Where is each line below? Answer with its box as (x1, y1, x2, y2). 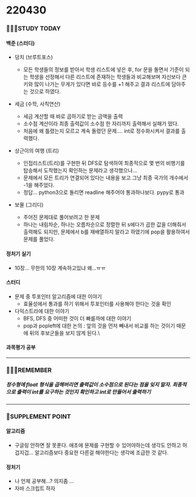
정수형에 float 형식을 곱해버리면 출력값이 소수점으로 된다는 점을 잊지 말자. (6, 381, 171, 388)
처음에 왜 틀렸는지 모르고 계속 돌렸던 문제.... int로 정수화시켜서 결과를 (23, 127, 180, 134)
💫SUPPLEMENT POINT (6, 412, 71, 420)
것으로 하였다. (29, 88, 61, 95)
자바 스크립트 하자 (14, 485, 55, 492)
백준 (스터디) (6, 39, 35, 47)
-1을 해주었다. (23, 182, 55, 189)
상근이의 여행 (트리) (14, 147, 60, 154)
